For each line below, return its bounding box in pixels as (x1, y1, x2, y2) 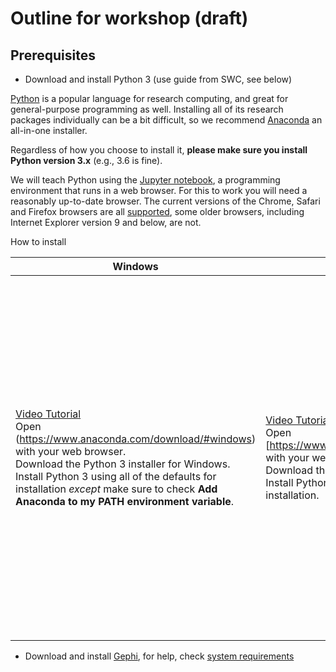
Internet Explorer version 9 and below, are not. (10, 217, 202, 228)
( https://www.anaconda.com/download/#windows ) (15, 432, 257, 446)
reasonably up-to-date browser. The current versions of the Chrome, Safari (10, 195, 321, 207)
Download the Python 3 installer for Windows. (15, 457, 231, 471)
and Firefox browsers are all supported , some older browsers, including (10, 206, 305, 217)
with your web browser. (15, 444, 127, 458)
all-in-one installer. (10, 125, 88, 136)
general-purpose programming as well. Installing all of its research (10, 103, 284, 115)
